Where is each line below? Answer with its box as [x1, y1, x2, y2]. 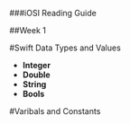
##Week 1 [9, 25, 47, 35]
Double [22, 69, 51, 80]
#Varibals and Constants [9, 106, 101, 116]
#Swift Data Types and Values [9, 42, 122, 53]
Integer [22, 60, 51, 70]
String [22, 79, 47, 89]
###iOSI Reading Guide [9, 8, 97, 18]
